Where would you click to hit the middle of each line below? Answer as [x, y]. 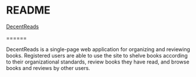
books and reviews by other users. [48, 68]
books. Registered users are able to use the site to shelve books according [97, 55]
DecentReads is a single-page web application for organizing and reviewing [98, 49]
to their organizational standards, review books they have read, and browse [98, 62]
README [28, 10]
